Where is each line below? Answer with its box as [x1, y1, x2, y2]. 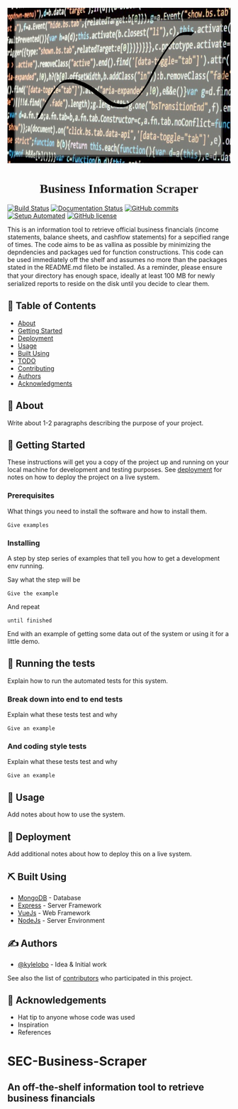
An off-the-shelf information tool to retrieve [7, 1081, 204, 1093]
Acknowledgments [17, 379, 73, 388]
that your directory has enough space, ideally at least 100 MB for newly [7, 271, 215, 280]
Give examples [7, 521, 50, 529]
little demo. [7, 637, 40, 645]
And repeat [7, 602, 40, 611]
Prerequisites [7, 491, 55, 501]
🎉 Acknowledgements [7, 995, 107, 1007]
